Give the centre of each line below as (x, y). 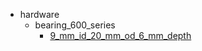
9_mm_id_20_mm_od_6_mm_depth (120, 35)
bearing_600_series (75, 25)
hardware (39, 14)
